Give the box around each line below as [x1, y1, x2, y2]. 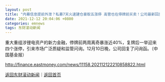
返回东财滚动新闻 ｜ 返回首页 [5, 72, 61, 78]
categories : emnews [5, 21, 45, 26]
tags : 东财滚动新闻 [5, 26, 41, 30]
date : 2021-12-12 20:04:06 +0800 [5, 16, 74, 21]
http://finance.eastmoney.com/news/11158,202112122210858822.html [5, 62, 146, 68]
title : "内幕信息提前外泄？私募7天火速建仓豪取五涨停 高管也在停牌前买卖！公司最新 [5, 12, 155, 17]
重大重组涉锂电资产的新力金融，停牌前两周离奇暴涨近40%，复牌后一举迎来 [5, 40, 157, 46]
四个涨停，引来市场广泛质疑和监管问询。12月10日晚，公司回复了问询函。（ [5, 46, 154, 52]
